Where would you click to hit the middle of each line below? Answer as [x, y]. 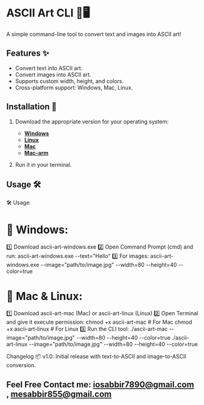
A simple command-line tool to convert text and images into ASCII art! [94, 34]
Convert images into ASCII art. [53, 75]
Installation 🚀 [32, 107]
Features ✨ [28, 53]
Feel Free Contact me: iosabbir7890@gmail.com [100, 385]
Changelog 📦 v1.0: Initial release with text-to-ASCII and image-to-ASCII [97, 357]
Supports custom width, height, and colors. [69, 81]
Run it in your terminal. [43, 164]
